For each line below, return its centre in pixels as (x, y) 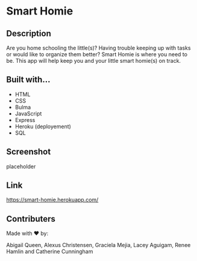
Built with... (28, 80)
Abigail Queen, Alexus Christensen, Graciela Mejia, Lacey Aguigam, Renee (98, 245)
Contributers (31, 219)
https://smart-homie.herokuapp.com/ (52, 200)
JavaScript (28, 114)
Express (25, 120)
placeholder (21, 166)
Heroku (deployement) (43, 126)
